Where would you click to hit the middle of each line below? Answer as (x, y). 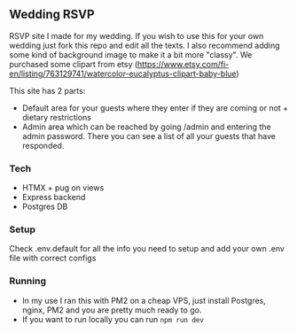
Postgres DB (45, 206)
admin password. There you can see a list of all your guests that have (149, 136)
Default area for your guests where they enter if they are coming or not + (155, 108)
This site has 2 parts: (47, 90)
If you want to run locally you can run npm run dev (113, 319)
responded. (43, 145)
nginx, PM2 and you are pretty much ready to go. (112, 310)
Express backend (54, 197)
